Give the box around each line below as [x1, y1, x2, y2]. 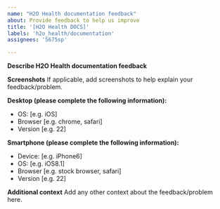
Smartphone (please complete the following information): [7, 138, 179, 147]
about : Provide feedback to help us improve [7, 17, 140, 24]
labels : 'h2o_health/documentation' [7, 29, 115, 37]
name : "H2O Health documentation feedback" [7, 10, 137, 18]
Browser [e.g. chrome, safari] [17, 117, 103, 126]
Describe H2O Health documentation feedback [7, 62, 148, 70]
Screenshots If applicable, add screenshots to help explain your [7, 75, 193, 84]
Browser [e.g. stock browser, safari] [17, 167, 122, 175]
